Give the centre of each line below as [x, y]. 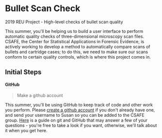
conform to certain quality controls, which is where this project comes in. [78, 57]
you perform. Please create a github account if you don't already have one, [80, 110]
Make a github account [40, 95]
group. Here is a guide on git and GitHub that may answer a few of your [76, 120]
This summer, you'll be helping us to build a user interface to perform [74, 31]
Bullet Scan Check [43, 8]
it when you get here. [26, 130]
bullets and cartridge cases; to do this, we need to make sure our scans [77, 52]
